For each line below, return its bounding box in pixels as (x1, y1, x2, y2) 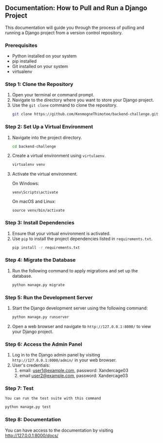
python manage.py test (5, 404, 51, 410)
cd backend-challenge (12, 144, 56, 149)
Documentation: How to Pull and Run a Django (5, 4, 147, 12)
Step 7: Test (5, 385, 34, 392)
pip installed (12, 58, 37, 64)
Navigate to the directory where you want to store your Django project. (12, 97, 154, 103)
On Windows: (12, 180, 39, 186)
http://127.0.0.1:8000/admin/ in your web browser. (12, 357, 117, 363)
